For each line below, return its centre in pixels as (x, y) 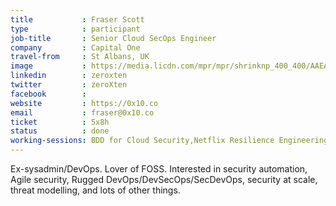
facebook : (48, 94)
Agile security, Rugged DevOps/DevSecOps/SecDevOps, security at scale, (164, 179)
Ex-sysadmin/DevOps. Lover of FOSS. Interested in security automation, (159, 169)
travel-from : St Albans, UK (80, 57)
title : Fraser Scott (77, 19)
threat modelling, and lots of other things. (95, 190)
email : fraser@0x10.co (82, 112)
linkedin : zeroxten (69, 76)
